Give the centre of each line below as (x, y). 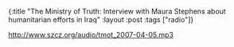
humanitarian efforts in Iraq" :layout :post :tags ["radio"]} (101, 20)
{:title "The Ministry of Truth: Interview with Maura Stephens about (117, 11)
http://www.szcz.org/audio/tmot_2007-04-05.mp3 (91, 35)
